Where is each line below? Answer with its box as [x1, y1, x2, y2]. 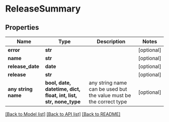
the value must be [89, 92, 131, 99]
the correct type [89, 98, 127, 105]
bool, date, [45, 79, 71, 86]
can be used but [89, 86, 127, 92]
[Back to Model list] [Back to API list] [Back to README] [5, 111, 121, 117]
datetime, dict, [45, 86, 80, 92]
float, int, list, [45, 92, 77, 99]
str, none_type [45, 98, 81, 105]
